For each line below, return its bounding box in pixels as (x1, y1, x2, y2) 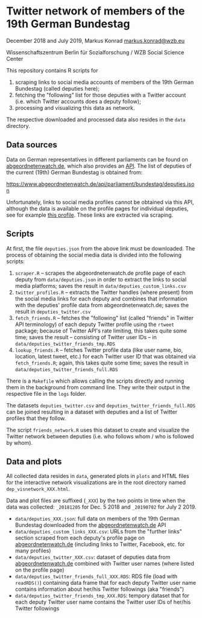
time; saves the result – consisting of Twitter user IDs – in (14, 333, 157, 340)
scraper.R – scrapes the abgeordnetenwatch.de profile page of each (14, 269, 186, 276)
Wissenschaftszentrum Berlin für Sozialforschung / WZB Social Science (6, 48, 185, 56)
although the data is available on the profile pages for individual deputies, (6, 205, 189, 212)
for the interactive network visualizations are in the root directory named (6, 479, 186, 486)
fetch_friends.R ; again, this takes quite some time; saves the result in (14, 359, 189, 366)
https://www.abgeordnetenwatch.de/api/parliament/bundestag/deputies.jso (6, 180, 195, 188)
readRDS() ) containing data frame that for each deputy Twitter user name (14, 579, 197, 587)
